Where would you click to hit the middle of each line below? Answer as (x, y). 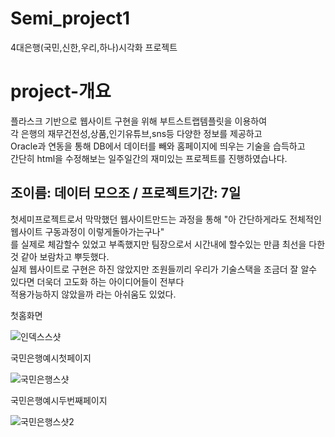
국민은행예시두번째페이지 (59, 400)
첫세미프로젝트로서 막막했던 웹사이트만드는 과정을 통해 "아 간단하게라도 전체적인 (166, 219)
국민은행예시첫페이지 (51, 358)
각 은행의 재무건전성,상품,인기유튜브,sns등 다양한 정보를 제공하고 (136, 133)
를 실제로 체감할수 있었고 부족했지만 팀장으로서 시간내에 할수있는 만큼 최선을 (158, 244)
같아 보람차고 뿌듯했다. (65, 256)
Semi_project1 (70, 18)
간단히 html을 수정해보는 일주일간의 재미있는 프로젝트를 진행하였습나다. (149, 158)
